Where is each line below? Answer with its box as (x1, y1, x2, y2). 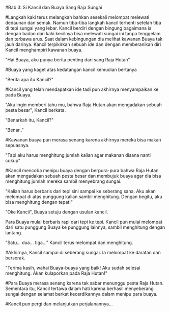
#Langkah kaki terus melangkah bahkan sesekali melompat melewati (5, 14, 150, 20)
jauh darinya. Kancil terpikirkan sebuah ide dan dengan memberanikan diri (5, 41, 161, 47)
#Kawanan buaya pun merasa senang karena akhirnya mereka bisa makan (5, 137, 161, 142)
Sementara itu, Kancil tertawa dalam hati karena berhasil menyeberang (5, 285, 154, 292)
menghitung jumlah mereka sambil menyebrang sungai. (5, 178, 122, 184)
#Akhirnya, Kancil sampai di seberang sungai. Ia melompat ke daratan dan (5, 250, 161, 255)
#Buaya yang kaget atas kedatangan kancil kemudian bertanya (5, 66, 137, 73)
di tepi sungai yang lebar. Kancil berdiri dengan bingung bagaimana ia (5, 25, 152, 31)
